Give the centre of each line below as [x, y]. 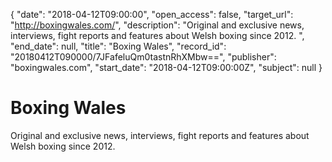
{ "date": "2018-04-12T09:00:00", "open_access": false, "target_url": [152, 14]
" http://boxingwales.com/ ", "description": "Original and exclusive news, [157, 25]
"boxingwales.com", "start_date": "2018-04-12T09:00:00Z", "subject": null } [166, 67]
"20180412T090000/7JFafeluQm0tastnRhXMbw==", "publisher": [143, 57]
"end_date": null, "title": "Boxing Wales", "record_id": [118, 46]
